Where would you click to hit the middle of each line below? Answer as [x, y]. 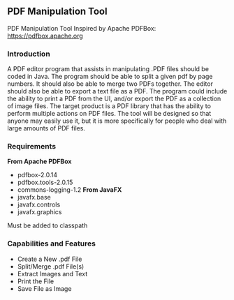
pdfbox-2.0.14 [37, 175]
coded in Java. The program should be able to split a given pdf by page [110, 77]
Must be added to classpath [47, 225]
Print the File [36, 281]
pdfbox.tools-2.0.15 [45, 182]
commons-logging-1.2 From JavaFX [70, 190]
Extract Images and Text [52, 273]
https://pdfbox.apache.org [45, 36]
